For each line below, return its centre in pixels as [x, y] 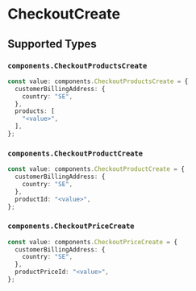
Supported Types [52, 44]
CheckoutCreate [64, 14]
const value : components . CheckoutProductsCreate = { [98, 81]
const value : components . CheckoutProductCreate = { [96, 169]
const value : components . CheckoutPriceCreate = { [93, 242]
